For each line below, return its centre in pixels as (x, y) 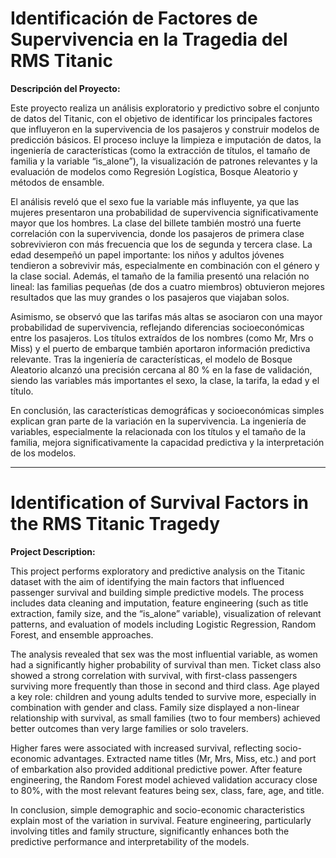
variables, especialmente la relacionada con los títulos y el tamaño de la (158, 431)
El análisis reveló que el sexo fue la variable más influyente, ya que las (155, 201)
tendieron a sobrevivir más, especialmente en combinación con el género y (165, 265)
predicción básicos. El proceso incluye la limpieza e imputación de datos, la (166, 139)
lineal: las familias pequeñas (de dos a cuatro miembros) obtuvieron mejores (167, 286)
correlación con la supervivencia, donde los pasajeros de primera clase (157, 233)
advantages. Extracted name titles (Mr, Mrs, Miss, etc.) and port (185, 758)
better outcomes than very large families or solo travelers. (129, 728)
